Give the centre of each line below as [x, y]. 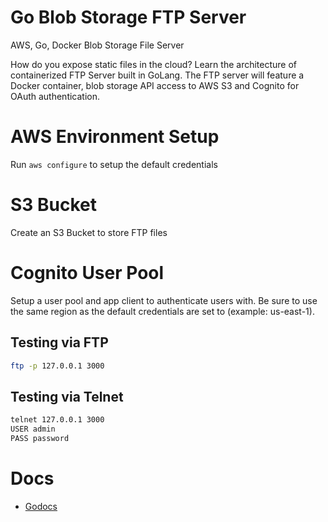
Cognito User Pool [87, 273]
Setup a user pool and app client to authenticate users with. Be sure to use [164, 300]
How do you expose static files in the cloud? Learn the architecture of [154, 64]
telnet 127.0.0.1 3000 [57, 420]
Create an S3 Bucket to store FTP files [89, 232]
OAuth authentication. [55, 96]
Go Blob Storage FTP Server [128, 17]
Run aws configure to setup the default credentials [114, 164]
